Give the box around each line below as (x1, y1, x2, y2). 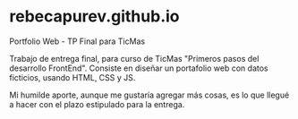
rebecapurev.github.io (9, 6, 180, 27)
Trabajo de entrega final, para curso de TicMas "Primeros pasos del (9, 53, 260, 64)
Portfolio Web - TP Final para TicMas (9, 36, 146, 47)
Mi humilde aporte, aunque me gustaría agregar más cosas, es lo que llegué (9, 89, 290, 100)
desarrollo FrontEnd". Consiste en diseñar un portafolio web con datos (9, 63, 268, 73)
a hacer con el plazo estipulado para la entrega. (9, 98, 185, 109)
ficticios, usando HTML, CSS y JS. (9, 72, 136, 82)
